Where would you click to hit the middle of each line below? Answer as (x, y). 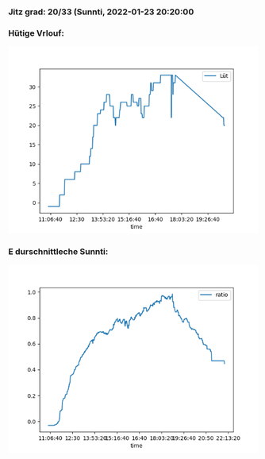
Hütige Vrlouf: (36, 33)
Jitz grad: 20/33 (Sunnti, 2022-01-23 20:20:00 (101, 12)
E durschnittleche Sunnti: (58, 252)
